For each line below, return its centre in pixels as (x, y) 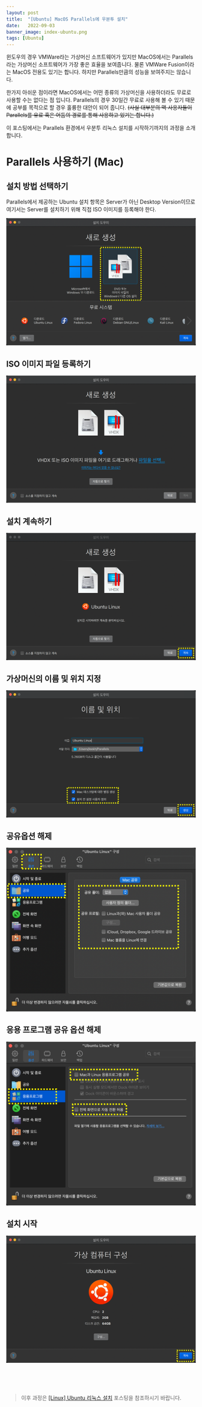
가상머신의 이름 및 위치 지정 (54, 678)
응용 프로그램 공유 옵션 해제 (54, 1030)
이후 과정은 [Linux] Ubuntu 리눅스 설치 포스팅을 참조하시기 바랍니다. (101, 1397)
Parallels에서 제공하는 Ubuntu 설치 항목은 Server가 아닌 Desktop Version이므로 (101, 202)
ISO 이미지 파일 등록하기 (49, 364)
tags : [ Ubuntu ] (25, 38)
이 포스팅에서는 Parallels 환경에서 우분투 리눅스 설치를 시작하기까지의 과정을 (95, 128)
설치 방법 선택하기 (37, 186)
